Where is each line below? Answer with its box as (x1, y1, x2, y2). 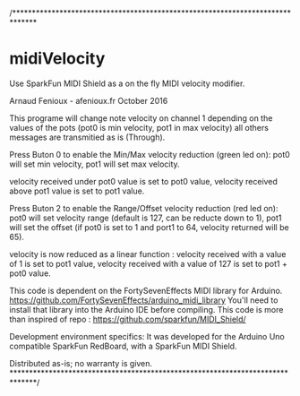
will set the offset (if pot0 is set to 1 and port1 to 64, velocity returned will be (9, 221, 289, 232)
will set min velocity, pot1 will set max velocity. (9, 159, 181, 169)
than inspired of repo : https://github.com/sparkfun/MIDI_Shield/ (9, 314, 246, 324)
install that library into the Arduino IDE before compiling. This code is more (9, 304, 284, 314)
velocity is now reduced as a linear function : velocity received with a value (9, 248, 287, 259)
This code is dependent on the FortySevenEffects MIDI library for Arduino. (9, 285, 283, 296)
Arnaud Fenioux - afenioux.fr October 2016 (9, 95, 168, 106)
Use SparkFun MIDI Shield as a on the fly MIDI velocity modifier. (9, 78, 245, 89)
